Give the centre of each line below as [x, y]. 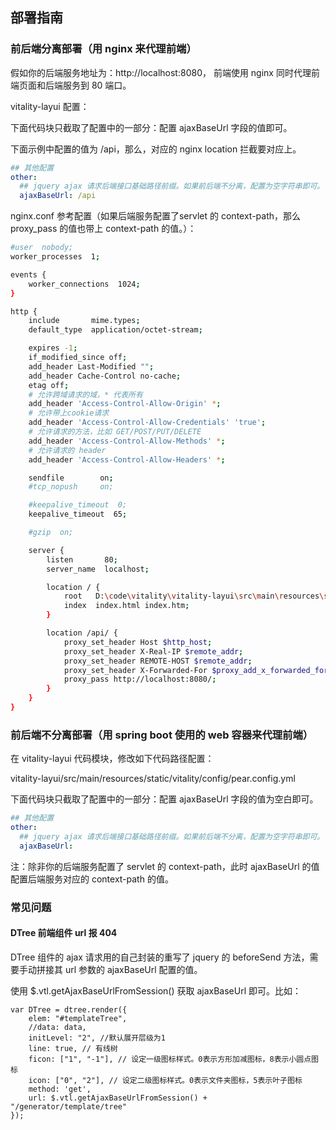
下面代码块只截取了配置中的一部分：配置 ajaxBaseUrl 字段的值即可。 [151, 127]
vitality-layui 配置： [50, 106]
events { [28, 274]
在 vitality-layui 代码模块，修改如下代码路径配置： [112, 759]
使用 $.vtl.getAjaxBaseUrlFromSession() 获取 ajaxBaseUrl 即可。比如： [156, 990]
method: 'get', [60, 1089]
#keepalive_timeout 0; [78, 505]
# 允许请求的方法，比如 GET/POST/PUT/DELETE [115, 432]
